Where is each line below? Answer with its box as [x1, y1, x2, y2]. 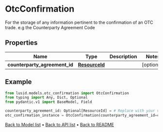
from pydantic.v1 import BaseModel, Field [5, 99, 92, 105]
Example [5, 78, 32, 86]
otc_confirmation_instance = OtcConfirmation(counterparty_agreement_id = [5, 113, 158, 118]
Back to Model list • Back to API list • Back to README [5, 121, 114, 127]
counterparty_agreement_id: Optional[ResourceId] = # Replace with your [5, 108, 155, 114]
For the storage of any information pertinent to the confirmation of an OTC [5, 19, 153, 25]
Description [109, 53, 137, 60]
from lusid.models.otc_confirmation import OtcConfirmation [5, 91, 130, 96]
